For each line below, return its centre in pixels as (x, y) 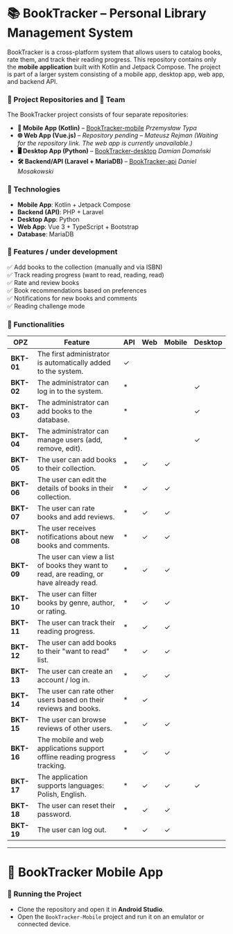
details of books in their (76, 488)
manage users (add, (70, 440)
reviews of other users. (75, 729)
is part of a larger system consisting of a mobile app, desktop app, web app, (116, 74)
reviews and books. (69, 709)
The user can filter (67, 594)
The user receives (67, 528)
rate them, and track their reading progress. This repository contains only (112, 59)
